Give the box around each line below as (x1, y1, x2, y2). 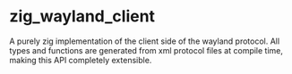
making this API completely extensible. (9, 54, 152, 65)
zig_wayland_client (9, 6, 155, 27)
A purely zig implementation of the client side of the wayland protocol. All (9, 36, 280, 46)
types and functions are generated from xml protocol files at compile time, (9, 45, 284, 55)
